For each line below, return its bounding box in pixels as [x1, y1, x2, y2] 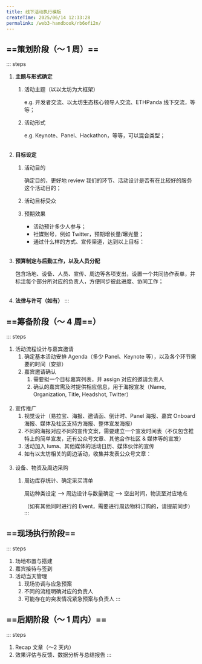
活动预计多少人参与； [33, 223, 86, 230]
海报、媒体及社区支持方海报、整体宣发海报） [24, 420, 136, 427]
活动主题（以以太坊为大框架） [24, 86, 99, 93]
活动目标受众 [24, 197, 56, 204]
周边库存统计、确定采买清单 [24, 477, 94, 484]
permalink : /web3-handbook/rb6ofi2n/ [6, 20, 102, 26]
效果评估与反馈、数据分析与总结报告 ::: [15, 651, 112, 658]
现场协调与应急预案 [24, 580, 73, 587]
